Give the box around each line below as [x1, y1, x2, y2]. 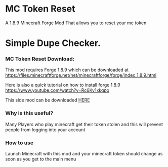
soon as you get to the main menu [5, 156, 76, 162]
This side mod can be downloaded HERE [5, 97, 90, 103]
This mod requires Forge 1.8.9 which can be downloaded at [5, 67, 129, 73]
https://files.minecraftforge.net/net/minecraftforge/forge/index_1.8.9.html [5, 72, 157, 78]
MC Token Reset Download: [5, 55, 75, 63]
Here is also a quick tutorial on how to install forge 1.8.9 [5, 82, 120, 88]
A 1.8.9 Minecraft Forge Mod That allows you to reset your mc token [5, 20, 147, 26]
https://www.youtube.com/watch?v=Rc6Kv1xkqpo [5, 87, 110, 93]
